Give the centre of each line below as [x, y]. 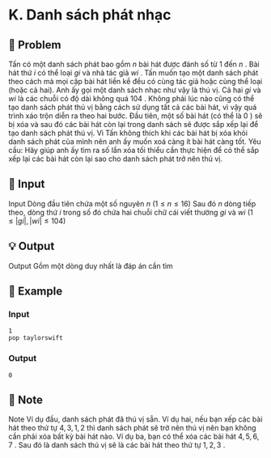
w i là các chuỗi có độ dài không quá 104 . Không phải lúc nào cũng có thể [131, 98]
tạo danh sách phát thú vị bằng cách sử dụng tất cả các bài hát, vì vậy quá [133, 107]
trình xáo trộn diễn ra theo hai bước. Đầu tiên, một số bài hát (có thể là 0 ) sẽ [135, 116]
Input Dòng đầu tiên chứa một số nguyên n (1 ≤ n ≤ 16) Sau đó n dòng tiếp [132, 203]
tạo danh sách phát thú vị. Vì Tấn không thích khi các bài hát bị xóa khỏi [128, 133]
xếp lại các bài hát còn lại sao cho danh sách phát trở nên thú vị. [115, 159]
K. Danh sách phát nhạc [90, 15]
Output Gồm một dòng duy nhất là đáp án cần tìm [91, 265]
